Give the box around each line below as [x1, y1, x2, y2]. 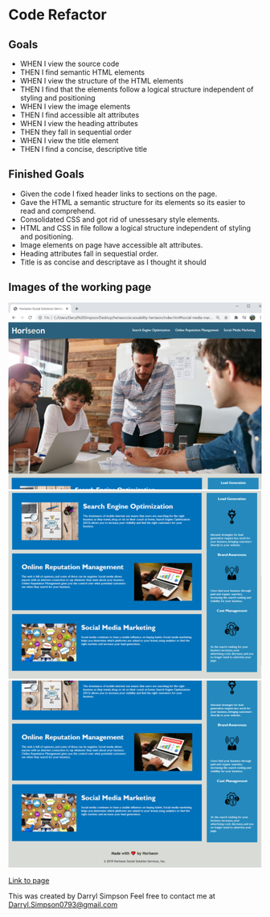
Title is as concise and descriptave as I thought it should [19, 257, 207, 267]
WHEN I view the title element [19, 136, 119, 145]
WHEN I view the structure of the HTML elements [19, 76, 184, 85]
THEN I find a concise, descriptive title [19, 145, 147, 154]
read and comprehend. [19, 206, 96, 215]
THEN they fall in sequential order [19, 127, 133, 137]
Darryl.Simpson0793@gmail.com [8, 900, 118, 910]
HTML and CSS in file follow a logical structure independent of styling [19, 223, 252, 232]
